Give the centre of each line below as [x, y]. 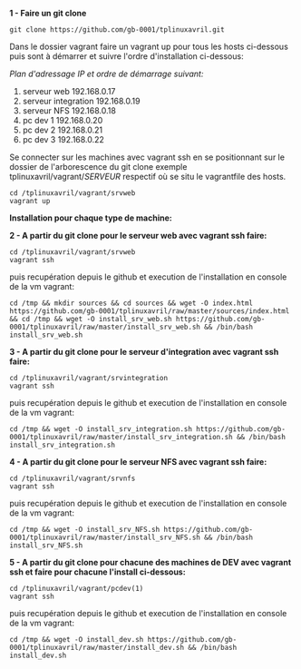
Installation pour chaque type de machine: [91, 218]
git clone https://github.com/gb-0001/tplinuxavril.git [117, 30]
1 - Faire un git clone [48, 13]
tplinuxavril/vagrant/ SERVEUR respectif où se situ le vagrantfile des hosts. [148, 177]
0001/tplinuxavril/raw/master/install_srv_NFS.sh [105, 537]
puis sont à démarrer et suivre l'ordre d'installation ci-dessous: [126, 56]
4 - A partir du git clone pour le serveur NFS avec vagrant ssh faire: [138, 462]
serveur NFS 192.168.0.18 [69, 111]
